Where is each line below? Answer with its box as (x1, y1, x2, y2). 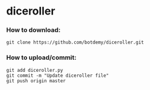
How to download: (6, 26, 61, 34)
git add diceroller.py (6, 67, 63, 73)
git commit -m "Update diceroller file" (6, 72, 110, 79)
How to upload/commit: (6, 53, 77, 62)
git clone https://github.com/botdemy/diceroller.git (6, 39, 145, 46)
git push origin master (6, 77, 66, 84)
